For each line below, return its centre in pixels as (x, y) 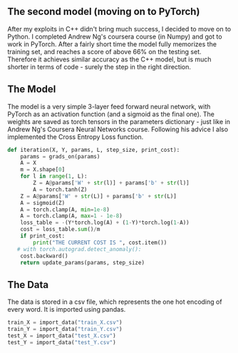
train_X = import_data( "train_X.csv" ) (65, 323)
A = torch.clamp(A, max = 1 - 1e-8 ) (71, 216)
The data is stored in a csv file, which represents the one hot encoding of (115, 302)
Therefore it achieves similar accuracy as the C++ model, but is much (109, 59)
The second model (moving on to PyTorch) (104, 12)
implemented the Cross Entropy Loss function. (76, 137)
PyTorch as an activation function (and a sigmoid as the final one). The (111, 114)
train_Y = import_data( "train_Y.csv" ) (65, 329)
